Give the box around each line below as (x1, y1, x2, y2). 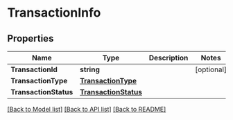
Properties (7, 33, 54, 44)
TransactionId (10, 65, 58, 74)
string (79, 65, 101, 74)
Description (148, 53, 189, 62)
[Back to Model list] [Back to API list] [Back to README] (7, 105, 166, 113)
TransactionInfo (7, 5, 101, 21)
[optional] (195, 65, 227, 74)
